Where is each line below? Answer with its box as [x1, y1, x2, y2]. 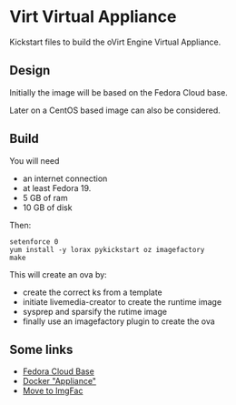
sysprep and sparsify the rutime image [22, 306, 168, 317]
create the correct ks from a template [22, 287, 163, 298]
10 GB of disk [22, 202, 73, 213]
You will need [9, 155, 60, 166]
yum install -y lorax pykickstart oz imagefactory [9, 245, 205, 254]
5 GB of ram [22, 192, 68, 203]
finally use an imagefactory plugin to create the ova [22, 316, 215, 327]
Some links [9, 341, 74, 357]
